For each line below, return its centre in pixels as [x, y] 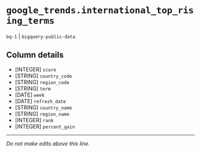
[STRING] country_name [43, 107]
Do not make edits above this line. [48, 143]
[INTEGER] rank [34, 120]
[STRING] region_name [42, 114]
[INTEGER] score [36, 69]
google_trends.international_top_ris [100, 10]
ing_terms [31, 21]
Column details [35, 55]
